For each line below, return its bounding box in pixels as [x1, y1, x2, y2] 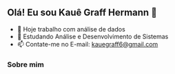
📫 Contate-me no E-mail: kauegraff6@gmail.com [17, 40, 158, 48]
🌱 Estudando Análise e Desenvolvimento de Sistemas [17, 32, 169, 40]
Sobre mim [7, 60, 45, 69]
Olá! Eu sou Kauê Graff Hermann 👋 [7, 7, 157, 18]
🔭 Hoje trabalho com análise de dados [17, 25, 125, 33]
